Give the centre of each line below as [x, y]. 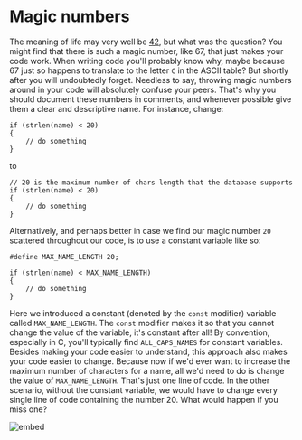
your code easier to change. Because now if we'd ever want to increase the [150, 361]
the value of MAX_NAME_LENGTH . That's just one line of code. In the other [140, 380]
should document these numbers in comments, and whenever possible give [151, 99]
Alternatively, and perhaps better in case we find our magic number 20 [140, 230]
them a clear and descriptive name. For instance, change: [117, 108]
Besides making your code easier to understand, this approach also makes [148, 351]
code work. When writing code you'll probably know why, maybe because [147, 61]
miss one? [28, 409]
